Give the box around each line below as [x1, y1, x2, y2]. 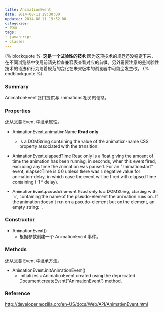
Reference [5, 290, 30, 297]
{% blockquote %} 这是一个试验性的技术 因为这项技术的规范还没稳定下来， [5, 53, 156, 59]
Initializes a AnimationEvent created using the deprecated [19, 272, 136, 278]
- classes [5, 39, 25, 44]
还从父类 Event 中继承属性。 [5, 119, 62, 125]
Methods [5, 246, 27, 253]
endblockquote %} [5, 71, 43, 76]
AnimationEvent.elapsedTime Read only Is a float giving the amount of [12, 153, 154, 159]
